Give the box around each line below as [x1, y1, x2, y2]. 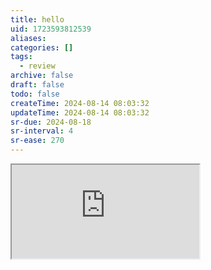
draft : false [10, 80, 65, 90]
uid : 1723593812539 [10, 24, 92, 34]
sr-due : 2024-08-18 [10, 117, 92, 127]
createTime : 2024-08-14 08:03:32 [10, 98, 150, 108]
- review [19, 61, 56, 71]
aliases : [10, 33, 47, 43]
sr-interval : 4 [10, 126, 74, 136]
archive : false [10, 71, 74, 81]
